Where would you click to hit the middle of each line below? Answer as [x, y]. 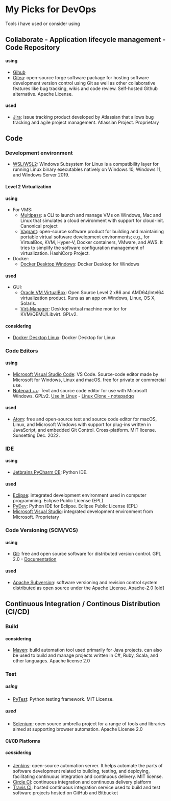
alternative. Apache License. [43, 94]
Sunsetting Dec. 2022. [36, 435]
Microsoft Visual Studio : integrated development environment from [83, 511]
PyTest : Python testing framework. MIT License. [63, 699]
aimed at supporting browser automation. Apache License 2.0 [78, 729]
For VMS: [22, 210]
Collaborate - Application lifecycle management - [86, 40]
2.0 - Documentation [34, 559]
